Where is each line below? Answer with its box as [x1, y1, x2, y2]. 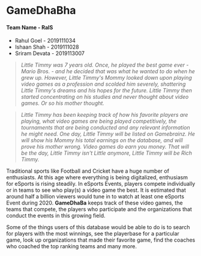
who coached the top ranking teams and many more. [6, 243, 137, 250]
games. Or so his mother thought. [20, 100, 105, 107]
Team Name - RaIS [6, 23, 53, 31]
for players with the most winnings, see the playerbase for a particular [6, 230, 180, 237]
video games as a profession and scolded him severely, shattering [20, 80, 186, 88]
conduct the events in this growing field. [6, 212, 106, 219]
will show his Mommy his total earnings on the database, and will [20, 137, 183, 144]
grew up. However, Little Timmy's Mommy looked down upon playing [20, 74, 192, 82]
